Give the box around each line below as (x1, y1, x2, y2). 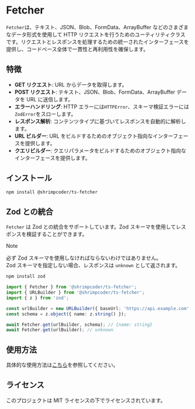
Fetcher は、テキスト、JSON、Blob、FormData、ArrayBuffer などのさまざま (6, 23, 189, 30)
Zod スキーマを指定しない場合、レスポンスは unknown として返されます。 (6, 262, 181, 269)
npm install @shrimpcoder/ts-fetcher (6, 189, 98, 195)
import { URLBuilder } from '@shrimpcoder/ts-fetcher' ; (6, 289, 145, 295)
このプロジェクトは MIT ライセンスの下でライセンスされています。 (6, 397, 166, 404)
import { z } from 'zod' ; (6, 295, 69, 301)
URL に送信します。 (26, 96, 74, 103)
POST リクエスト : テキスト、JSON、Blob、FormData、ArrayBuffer (14, 88, 176, 96)
